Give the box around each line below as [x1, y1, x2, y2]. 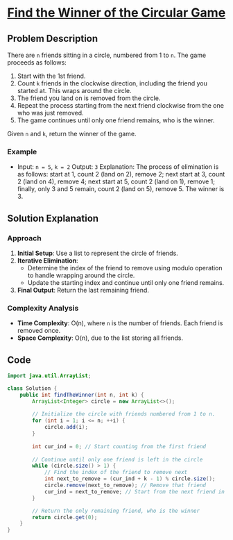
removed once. [17, 327, 61, 335]
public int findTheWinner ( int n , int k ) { [19, 391, 144, 398]
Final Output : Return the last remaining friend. [17, 286, 149, 294]
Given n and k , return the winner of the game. [7, 130, 137, 138]
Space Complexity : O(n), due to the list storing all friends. [17, 334, 184, 342]
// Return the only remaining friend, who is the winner [32, 507, 200, 514]
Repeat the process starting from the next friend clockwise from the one [17, 101, 224, 109]
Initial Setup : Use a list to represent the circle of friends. [17, 249, 178, 257]
